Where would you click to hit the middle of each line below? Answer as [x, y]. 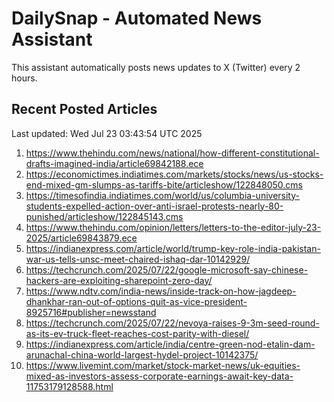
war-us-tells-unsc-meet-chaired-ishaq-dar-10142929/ [138, 259]
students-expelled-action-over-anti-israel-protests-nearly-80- [154, 206]
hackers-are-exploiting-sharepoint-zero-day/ [119, 280]
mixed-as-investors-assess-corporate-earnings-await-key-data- [159, 376]
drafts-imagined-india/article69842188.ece [114, 163]
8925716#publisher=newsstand [91, 312]
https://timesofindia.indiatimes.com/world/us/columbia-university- [162, 195]
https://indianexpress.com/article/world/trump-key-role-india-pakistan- [173, 248]
